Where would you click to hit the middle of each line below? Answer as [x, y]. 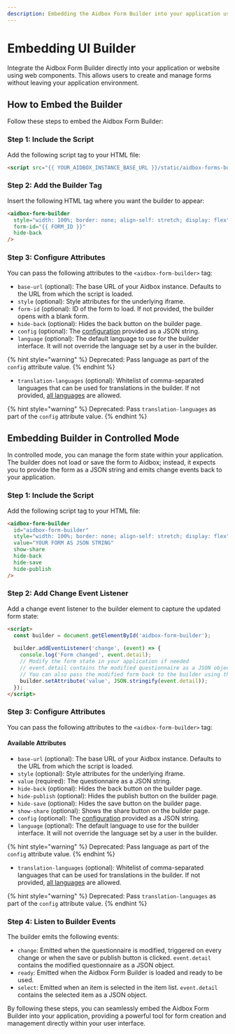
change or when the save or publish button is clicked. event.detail [114, 958]
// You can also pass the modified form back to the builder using [120, 674]
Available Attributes [37, 743]
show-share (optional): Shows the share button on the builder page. [113, 810]
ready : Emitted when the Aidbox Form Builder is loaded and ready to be [120, 972]
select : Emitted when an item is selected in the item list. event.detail [117, 988]
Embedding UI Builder [72, 48]
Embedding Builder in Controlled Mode [93, 438]
